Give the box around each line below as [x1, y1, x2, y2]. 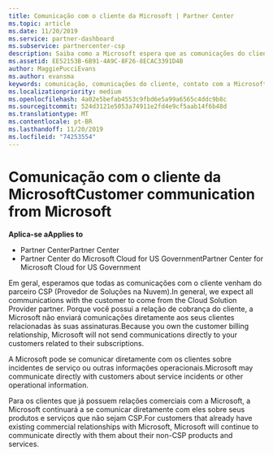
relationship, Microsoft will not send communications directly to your [8, 330, 238, 340]
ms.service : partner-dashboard [8, 34, 115, 43]
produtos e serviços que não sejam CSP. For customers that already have [8, 413, 253, 422]
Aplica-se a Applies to [8, 229, 84, 239]
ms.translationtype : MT [8, 110, 89, 119]
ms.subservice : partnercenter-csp [8, 42, 126, 50]
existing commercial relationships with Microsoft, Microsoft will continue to [8, 422, 259, 431]
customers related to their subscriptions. [8, 338, 145, 348]
